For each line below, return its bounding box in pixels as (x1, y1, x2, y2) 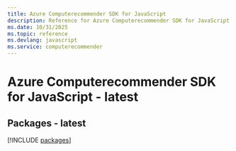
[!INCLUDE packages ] (7, 136, 72, 144)
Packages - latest (7, 117, 86, 129)
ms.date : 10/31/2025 (7, 23, 69, 30)
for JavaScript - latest (7, 89, 139, 105)
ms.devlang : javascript (7, 37, 78, 44)
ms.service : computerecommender (7, 43, 103, 50)
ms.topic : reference (7, 30, 69, 38)
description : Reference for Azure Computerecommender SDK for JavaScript (7, 17, 230, 24)
